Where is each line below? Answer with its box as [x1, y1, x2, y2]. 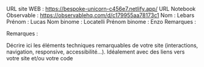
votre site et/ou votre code [6, 55, 73, 62]
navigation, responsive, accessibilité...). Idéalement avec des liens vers [6, 48, 185, 55]
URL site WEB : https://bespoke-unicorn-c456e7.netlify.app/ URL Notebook [6, 5, 196, 12]
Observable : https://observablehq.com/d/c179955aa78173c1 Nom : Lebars [6, 12, 195, 19]
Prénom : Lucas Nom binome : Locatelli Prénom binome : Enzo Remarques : [6, 18, 197, 25]
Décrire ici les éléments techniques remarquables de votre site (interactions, [6, 42, 199, 49]
